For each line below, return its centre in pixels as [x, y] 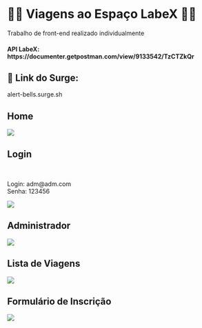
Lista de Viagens [44, 264]
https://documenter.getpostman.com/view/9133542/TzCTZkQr [101, 56]
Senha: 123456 [29, 191]
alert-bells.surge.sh [35, 94]
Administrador [39, 226]
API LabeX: [23, 49]
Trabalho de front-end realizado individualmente [76, 33]
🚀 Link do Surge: [43, 78]
